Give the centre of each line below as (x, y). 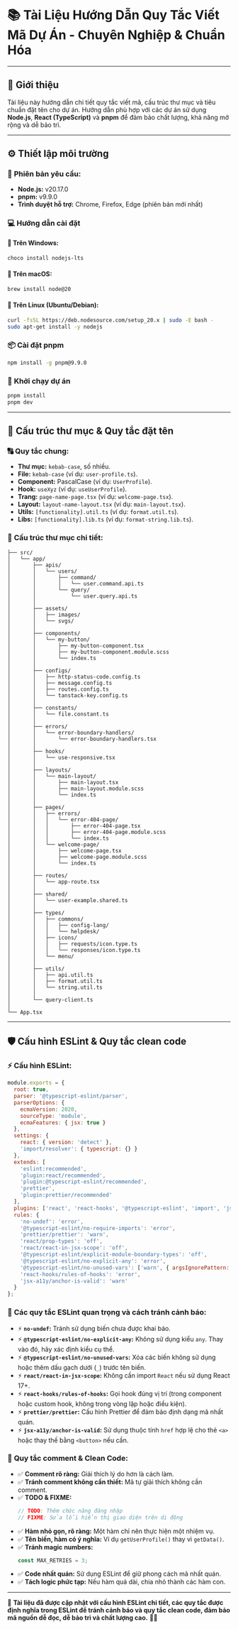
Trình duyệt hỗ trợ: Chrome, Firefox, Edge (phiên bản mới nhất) (110, 204)
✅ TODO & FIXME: (45, 1497)
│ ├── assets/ (38, 608)
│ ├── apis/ (34, 565)
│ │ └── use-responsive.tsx (61, 757)
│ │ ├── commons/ (45, 919)
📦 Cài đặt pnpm (36, 345)
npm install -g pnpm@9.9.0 (47, 363)
